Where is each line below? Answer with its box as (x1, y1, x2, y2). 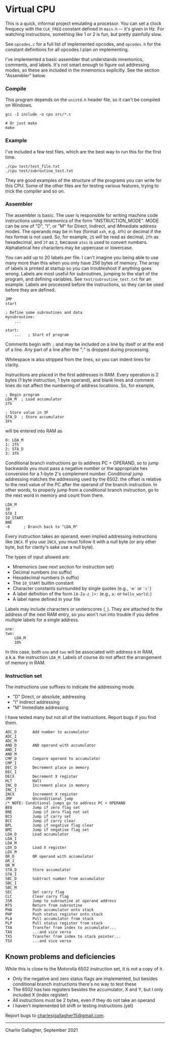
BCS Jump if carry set (5, 814, 71, 819)
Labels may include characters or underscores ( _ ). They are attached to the (5, 606, 163, 612)
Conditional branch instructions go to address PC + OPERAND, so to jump (5, 460, 159, 466)
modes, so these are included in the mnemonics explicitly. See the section (5, 67, 160, 73)
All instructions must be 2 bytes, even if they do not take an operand (12, 997, 155, 1003)
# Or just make (5, 121, 37, 126)
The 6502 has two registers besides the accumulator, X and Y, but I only (12, 986, 163, 992)
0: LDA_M (5, 437, 24, 443)
